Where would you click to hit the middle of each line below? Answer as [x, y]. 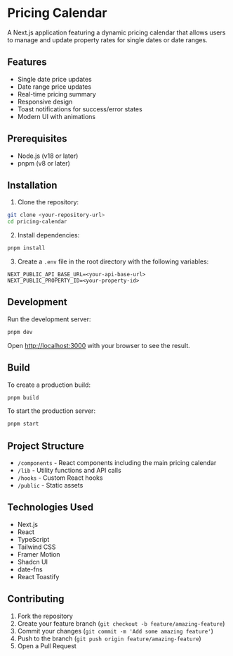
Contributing [36, 599]
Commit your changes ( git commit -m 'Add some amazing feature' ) [115, 631]
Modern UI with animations [56, 116]
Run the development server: [49, 319]
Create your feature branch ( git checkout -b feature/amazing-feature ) [121, 623]
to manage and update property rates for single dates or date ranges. [108, 39]
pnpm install [26, 248]
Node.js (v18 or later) [48, 156]
